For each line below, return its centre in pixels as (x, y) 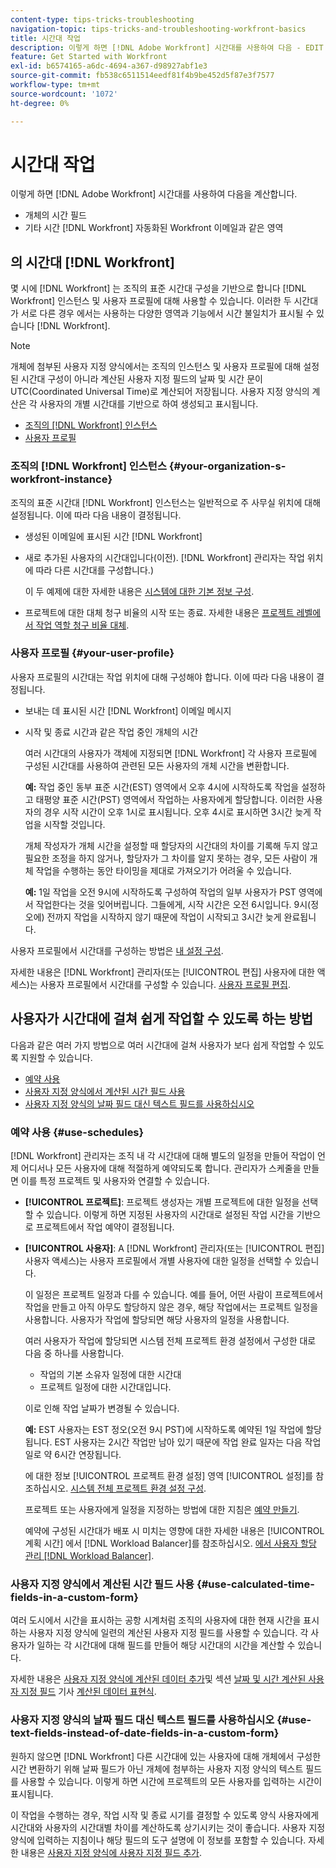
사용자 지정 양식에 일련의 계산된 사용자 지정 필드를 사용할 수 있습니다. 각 (168, 1633)
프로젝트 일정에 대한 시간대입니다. (105, 1387)
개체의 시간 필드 (55, 215)
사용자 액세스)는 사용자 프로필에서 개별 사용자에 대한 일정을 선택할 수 (158, 1260)
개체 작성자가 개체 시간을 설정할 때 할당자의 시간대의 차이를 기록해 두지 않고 (171, 845)
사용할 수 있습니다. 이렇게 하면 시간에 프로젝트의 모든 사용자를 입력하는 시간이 (171, 1781)
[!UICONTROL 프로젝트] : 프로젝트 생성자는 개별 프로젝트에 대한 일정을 (162, 1202)
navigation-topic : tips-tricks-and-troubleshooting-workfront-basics (158, 29)
